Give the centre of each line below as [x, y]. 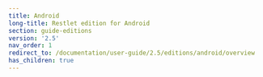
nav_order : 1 [30, 46]
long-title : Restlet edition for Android [79, 23]
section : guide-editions [50, 30]
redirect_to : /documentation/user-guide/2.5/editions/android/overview [131, 53]
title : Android [34, 16]
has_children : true [41, 61]
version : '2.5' [34, 38]
